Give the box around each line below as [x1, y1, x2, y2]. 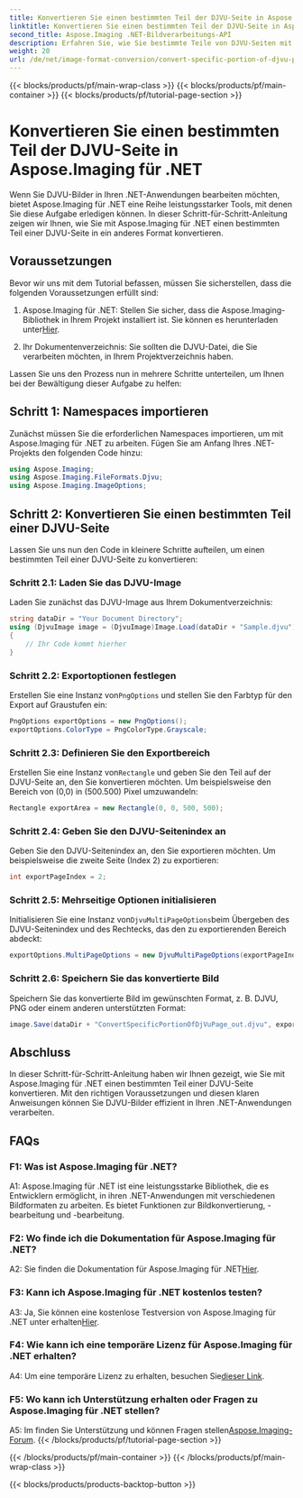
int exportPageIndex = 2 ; [9, 872, 106, 882]
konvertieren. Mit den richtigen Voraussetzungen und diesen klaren [9, 1088, 260, 1098]
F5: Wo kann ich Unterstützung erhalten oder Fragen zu [9, 1392, 259, 1405]
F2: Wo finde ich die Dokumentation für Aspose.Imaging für [9, 1232, 277, 1245]
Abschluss [9, 1044, 71, 1060]
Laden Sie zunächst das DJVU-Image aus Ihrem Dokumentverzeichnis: [9, 597, 273, 608]
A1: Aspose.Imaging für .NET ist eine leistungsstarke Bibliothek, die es [9, 1181, 269, 1191]
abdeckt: [9, 933, 42, 944]
